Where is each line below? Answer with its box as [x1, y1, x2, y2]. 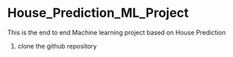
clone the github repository [17, 42, 97, 50]
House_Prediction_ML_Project [7, 5, 189, 21]
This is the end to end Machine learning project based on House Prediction [7, 28, 227, 37]
